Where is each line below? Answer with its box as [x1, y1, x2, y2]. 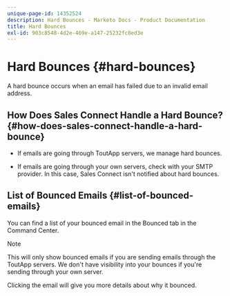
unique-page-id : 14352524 [7, 10, 82, 17]
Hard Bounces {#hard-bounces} [7, 59, 196, 75]
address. [7, 89, 32, 97]
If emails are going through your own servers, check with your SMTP [17, 163, 213, 170]
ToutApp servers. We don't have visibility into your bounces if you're [7, 260, 202, 268]
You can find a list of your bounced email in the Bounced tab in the [7, 219, 197, 227]
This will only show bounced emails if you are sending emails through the [7, 253, 216, 261]
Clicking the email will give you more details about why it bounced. [7, 281, 197, 289]
